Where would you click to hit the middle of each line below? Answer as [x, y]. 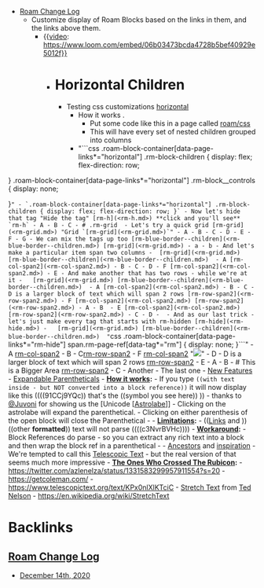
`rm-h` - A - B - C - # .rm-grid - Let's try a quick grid [109, 225]
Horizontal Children [120, 85]
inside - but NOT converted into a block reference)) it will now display [128, 387]
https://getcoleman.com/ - [51, 479]
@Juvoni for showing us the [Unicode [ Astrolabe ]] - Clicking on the [117, 403]
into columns [111, 140]
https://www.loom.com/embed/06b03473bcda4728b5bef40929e [149, 45]
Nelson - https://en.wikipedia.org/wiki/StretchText [89, 495]
